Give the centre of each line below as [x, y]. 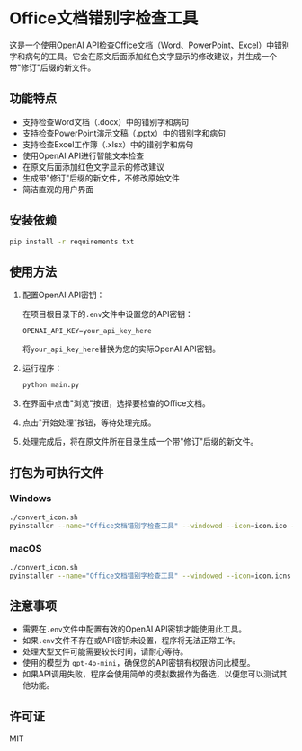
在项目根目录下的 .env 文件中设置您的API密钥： [107, 314]
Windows [31, 499]
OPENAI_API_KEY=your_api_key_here [87, 331]
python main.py [51, 385]
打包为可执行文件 [57, 473]
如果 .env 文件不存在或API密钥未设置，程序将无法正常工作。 [131, 641]
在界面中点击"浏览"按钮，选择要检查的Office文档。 [116, 403]
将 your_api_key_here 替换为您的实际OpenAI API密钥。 [121, 349]
